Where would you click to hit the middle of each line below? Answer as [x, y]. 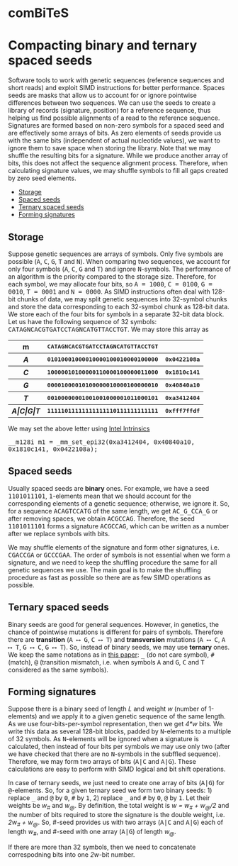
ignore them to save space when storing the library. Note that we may [110, 148]
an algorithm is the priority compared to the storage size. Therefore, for [112, 276]
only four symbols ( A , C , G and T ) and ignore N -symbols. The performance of [120, 269]
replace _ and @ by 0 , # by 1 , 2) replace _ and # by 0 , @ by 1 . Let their [109, 798]
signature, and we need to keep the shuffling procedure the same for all [113, 562]
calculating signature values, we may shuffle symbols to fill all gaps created [118, 171]
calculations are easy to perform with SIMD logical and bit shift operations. [117, 769]
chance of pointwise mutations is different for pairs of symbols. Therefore [116, 632]
